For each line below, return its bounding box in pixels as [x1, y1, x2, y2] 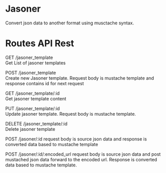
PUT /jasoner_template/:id [5, 105, 60, 112]
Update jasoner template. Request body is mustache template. [5, 111, 136, 117]
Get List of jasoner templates [5, 59, 66, 66]
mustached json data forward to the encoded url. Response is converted [5, 156, 157, 162]
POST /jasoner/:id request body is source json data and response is [5, 135, 147, 142]
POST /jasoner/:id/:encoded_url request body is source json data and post [5, 151, 161, 157]
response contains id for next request [5, 80, 84, 86]
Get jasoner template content [5, 95, 67, 101]
